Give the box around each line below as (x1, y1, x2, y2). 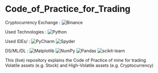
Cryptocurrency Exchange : (5, 19, 61, 25)
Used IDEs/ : (5, 38, 30, 44)
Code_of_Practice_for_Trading (5, 3, 131, 15)
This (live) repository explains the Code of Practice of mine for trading (5, 57, 146, 63)
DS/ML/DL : (5, 48, 28, 54)
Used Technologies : (5, 29, 46, 35)
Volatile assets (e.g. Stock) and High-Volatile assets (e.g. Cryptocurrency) (5, 62, 154, 68)
